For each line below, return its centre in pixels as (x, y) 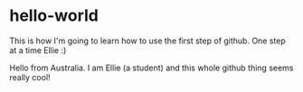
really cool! (30, 77)
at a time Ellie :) (38, 50)
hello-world (54, 16)
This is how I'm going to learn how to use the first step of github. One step (148, 41)
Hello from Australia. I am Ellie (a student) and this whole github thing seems (151, 68)
